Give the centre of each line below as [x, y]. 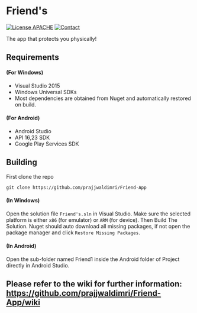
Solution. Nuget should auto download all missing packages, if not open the [98, 226]
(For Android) [23, 118]
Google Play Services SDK [47, 144]
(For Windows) [25, 72]
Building [22, 162]
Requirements [33, 57]
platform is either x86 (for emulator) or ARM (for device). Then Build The [92, 220]
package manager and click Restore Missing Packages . [73, 233]
